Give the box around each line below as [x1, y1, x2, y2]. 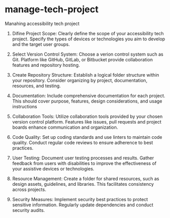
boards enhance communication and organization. [12, 124, 118, 130]
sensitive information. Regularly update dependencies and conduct [12, 202, 154, 208]
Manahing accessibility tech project [5, 20, 80, 27]
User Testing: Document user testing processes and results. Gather [12, 155, 154, 161]
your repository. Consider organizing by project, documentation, [12, 77, 148, 83]
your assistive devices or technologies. [12, 165, 95, 172]
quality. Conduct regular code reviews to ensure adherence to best [12, 139, 154, 146]
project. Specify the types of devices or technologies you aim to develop [12, 36, 165, 42]
